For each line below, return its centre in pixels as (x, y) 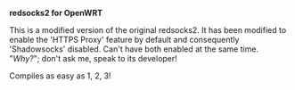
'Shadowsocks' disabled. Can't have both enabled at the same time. (134, 49)
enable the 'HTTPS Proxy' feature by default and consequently (124, 40)
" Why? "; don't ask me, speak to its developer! (94, 58)
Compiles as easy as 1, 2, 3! (60, 76)
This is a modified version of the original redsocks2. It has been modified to (148, 30)
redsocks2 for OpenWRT (56, 13)
